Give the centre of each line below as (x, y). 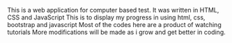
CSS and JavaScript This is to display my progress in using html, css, (106, 17)
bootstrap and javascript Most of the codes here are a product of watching (114, 25)
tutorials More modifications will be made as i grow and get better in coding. (116, 32)
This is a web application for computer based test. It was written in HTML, (113, 10)
